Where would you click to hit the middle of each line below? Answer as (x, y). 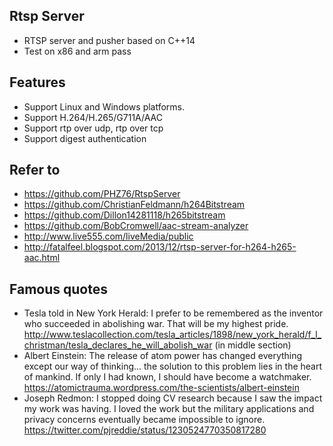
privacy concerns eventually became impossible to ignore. (144, 420)
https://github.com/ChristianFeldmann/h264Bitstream (134, 205)
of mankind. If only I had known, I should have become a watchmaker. (167, 377)
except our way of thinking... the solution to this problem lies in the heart (173, 366)
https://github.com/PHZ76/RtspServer (102, 194)
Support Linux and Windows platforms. (104, 106)
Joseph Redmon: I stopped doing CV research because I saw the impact (173, 398)
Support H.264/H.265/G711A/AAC (93, 117)
